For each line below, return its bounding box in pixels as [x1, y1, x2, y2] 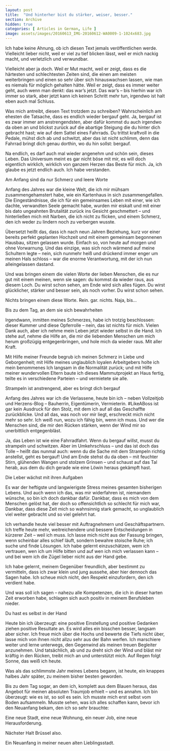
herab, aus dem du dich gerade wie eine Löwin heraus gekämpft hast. [5, 464, 151, 470]
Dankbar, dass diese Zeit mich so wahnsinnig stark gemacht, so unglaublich [5, 506, 164, 512]
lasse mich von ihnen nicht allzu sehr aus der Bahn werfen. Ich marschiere [5, 636, 161, 642]
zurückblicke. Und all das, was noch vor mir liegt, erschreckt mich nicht [5, 411, 155, 418]
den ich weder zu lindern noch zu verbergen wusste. [5, 219, 116, 225]
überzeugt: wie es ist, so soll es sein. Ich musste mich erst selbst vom [5, 694, 151, 700]
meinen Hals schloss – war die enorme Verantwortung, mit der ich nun [5, 256, 152, 262]
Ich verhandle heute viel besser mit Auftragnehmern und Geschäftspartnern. [5, 521, 165, 527]
